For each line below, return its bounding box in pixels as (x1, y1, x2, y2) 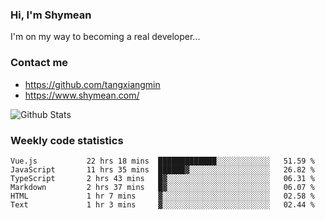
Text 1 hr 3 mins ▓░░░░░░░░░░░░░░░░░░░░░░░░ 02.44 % (10, 199, 315, 210)
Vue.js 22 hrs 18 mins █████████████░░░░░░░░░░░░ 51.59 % (10, 156, 315, 166)
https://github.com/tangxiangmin (24, 78, 161, 90)
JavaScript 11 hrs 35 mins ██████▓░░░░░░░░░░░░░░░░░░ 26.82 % (10, 164, 315, 175)
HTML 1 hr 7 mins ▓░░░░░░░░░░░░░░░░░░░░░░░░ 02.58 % (10, 191, 315, 201)
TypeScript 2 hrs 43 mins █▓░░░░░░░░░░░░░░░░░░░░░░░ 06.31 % (10, 173, 315, 183)
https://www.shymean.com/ (24, 89, 140, 101)
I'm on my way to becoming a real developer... (10, 31, 201, 43)
